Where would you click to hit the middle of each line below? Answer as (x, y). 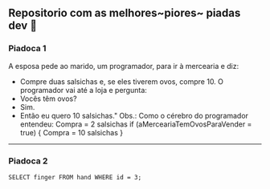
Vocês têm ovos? (49, 99)
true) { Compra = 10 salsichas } (71, 132)
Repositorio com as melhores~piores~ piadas (125, 13)
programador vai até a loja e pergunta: (83, 90)
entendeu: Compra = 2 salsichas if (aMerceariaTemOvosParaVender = (136, 124)
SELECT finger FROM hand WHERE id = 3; (75, 177)
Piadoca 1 (27, 49)
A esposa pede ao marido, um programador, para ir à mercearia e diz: (124, 66)
